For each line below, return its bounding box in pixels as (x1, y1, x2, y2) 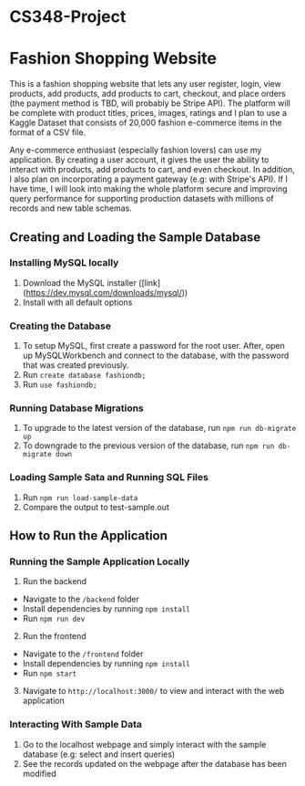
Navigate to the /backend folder (22, 593, 139, 604)
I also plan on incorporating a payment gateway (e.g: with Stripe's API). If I (9, 173, 289, 184)
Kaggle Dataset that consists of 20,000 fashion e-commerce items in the (9, 117, 282, 129)
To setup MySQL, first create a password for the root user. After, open (22, 341, 285, 351)
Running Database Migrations (9, 402, 144, 414)
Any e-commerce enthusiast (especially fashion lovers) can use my (9, 144, 262, 156)
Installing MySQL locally (9, 257, 119, 269)
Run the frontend (22, 631, 86, 642)
